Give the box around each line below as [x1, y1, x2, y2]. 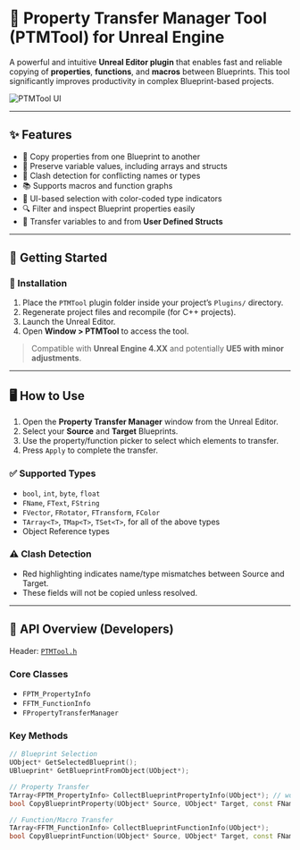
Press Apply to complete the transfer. [21, 445, 159, 455]
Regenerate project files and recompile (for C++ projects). [21, 307, 237, 318]
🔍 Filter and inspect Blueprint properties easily [21, 203, 196, 214]
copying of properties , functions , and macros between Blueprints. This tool [9, 66, 290, 77]
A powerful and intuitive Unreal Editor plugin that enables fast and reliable [9, 56, 283, 67]
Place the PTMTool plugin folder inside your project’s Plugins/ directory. [21, 297, 284, 308]
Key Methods [9, 729, 69, 742]
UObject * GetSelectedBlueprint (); [9, 758, 138, 768]
